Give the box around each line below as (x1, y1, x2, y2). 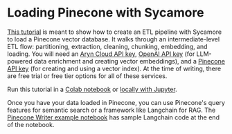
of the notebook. (7, 120, 55, 128)
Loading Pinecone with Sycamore (7, 5, 204, 21)
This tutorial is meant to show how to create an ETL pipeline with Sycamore (7, 28, 222, 36)
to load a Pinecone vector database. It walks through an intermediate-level (7, 35, 220, 43)
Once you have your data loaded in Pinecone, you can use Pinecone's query (7, 98, 225, 106)
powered (7, 57, 33, 65)
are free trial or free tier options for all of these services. (7, 71, 168, 80)
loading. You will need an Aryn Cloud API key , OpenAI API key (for (7, 50, 195, 58)
